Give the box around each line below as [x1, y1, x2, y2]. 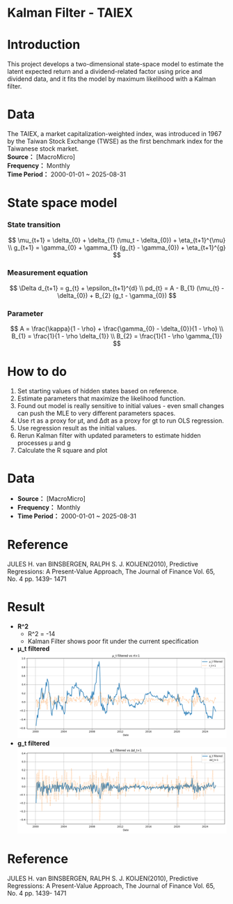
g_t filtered [17, 739, 50, 748]
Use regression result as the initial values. [17, 424, 137, 432]
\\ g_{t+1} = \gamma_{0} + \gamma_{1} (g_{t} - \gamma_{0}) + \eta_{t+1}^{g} [8, 243, 226, 252]
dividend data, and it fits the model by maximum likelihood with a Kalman [7, 75, 216, 83]
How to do [7, 364, 67, 379]
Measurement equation [7, 268, 88, 278]
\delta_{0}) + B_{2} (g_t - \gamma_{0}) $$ [56, 291, 177, 299]
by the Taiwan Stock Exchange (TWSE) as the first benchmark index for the [7, 137, 223, 146]
